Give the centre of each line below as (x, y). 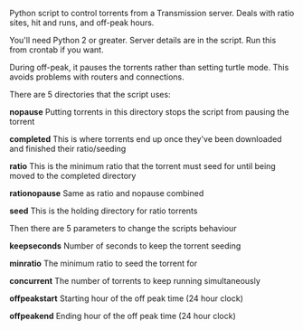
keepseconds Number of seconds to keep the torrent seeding (125, 246)
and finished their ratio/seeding (68, 149)
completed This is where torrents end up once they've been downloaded (146, 139)
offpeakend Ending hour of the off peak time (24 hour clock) (123, 316)
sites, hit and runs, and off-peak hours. (82, 23)
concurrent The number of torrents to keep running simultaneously (135, 281)
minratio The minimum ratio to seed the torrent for (103, 263)
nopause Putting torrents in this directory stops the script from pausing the (149, 112)
